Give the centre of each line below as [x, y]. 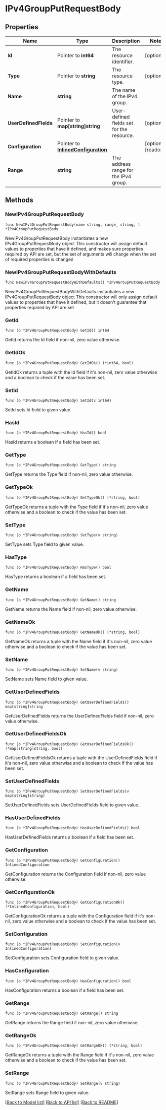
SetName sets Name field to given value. [46, 679]
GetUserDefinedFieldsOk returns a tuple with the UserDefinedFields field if [81, 758]
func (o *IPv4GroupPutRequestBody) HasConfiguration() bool [68, 981]
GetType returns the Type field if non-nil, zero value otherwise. [69, 474]
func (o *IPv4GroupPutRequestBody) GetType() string [61, 465]
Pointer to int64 [76, 55]
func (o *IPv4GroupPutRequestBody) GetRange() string [62, 1013]
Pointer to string [76, 76]
